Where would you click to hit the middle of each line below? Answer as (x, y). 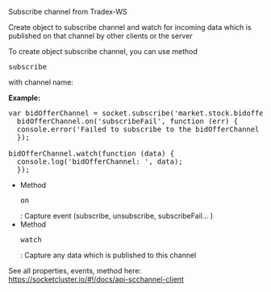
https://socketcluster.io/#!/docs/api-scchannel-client (96, 279)
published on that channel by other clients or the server (100, 36)
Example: (25, 98)
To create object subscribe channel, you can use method (103, 51)
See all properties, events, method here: (75, 271)
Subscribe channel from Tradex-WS (68, 12)
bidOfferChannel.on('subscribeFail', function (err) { (127, 121)
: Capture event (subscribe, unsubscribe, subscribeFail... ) (117, 216)
